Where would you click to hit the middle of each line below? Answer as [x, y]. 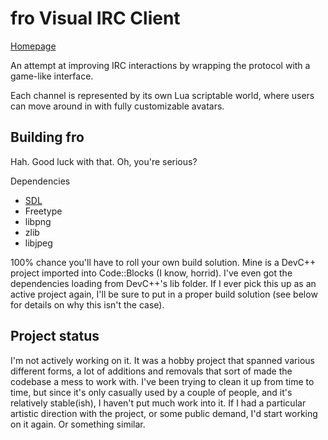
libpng [38, 221]
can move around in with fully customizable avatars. [117, 106]
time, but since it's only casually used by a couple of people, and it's [151, 392]
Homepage [33, 46]
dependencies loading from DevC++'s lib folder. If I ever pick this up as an [163, 283]
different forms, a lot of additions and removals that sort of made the [151, 371]
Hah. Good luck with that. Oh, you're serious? [104, 161]
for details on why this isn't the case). [87, 304]
